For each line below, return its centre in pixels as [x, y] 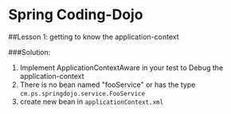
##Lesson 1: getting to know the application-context [94, 37]
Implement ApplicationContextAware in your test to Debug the [121, 67]
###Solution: [29, 52]
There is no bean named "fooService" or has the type [108, 85]
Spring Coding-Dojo [76, 15]
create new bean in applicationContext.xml [92, 101]
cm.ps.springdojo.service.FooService [82, 93]
